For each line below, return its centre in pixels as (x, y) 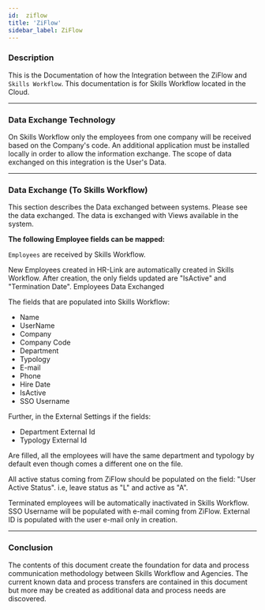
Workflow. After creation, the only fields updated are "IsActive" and (118, 278)
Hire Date (35, 385)
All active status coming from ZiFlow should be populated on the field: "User (132, 480)
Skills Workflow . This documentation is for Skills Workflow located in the (127, 83)
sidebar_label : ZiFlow (45, 30)
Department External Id (58, 432)
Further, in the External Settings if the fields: (80, 416)
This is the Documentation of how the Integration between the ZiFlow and (127, 75)
